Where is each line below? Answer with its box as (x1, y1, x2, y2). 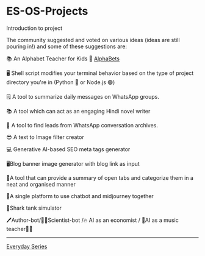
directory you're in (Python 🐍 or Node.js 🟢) (6, 78, 115, 86)
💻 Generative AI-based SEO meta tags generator (6, 145, 131, 153)
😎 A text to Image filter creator (6, 133, 84, 141)
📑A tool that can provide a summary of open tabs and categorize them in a (6, 174, 194, 181)
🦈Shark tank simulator (6, 204, 62, 212)
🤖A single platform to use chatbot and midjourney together (6, 192, 154, 199)
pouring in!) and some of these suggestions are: (6, 43, 127, 50)
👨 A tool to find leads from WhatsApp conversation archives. (6, 121, 159, 129)
